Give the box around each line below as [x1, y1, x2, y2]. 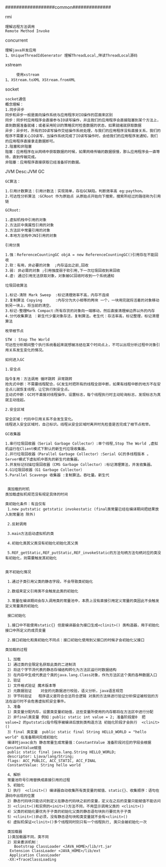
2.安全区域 [5, 407, 25, 412]
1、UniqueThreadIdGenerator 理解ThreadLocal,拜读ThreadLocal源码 [5, 53, 138, 58]
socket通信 [5, 97, 26, 102]
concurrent [5, 37, 28, 43]
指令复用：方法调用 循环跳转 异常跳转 [5, 376, 73, 381]
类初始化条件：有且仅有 [5, 502, 46, 507]
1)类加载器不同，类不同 [7, 834, 49, 839]
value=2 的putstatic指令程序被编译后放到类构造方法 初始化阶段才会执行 [5, 720, 138, 725]
